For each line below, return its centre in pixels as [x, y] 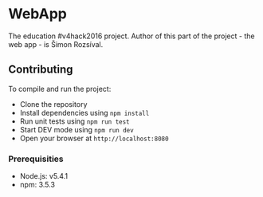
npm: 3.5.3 [37, 185]
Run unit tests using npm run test [75, 121]
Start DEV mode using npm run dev [77, 129]
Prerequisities [36, 159]
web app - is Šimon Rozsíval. [56, 44]
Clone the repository [53, 104]
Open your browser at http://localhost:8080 [94, 138]
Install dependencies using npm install [84, 112]
